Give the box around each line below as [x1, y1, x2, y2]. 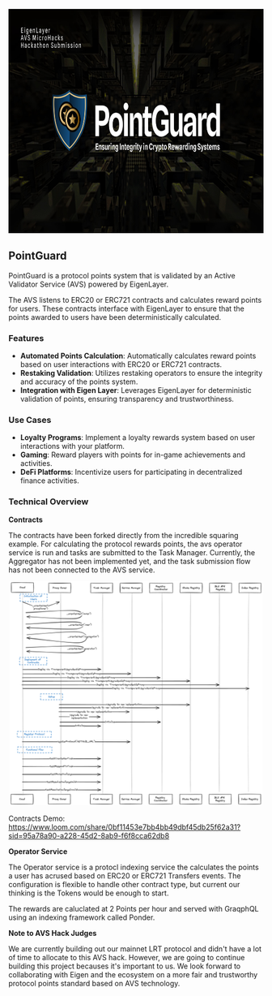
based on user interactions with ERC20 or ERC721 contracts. [19, 360, 223, 369]
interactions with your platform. [19, 442, 125, 451]
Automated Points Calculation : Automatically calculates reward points [19, 351, 257, 361]
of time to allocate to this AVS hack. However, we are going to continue [8, 952, 245, 962]
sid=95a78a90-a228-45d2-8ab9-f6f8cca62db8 [8, 830, 170, 840]
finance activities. [19, 476, 79, 485]
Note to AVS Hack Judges [8, 928, 97, 938]
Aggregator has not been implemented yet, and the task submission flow [8, 556, 251, 566]
